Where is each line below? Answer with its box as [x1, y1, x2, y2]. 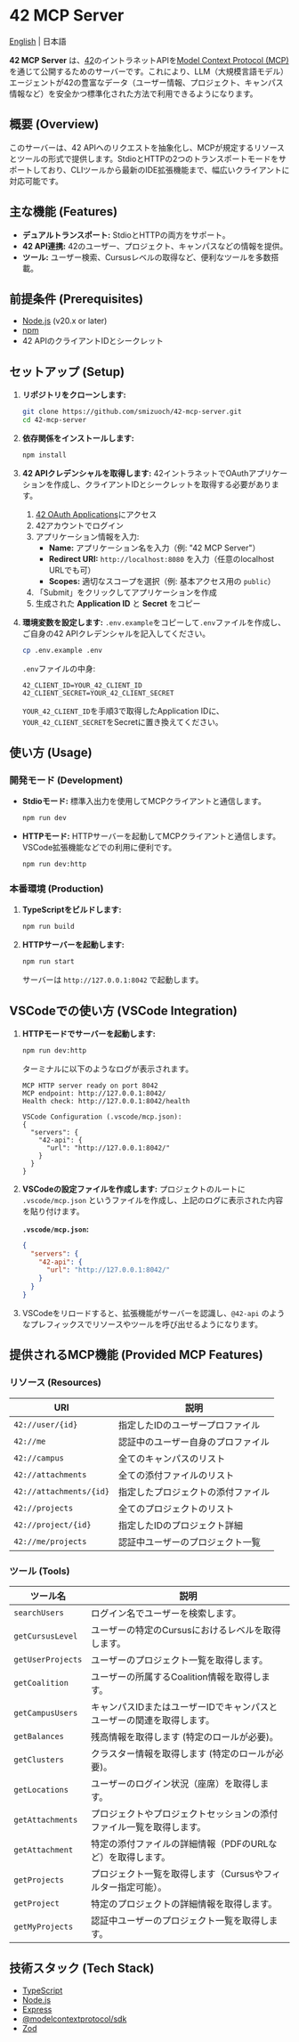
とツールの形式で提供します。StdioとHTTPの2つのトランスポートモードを [9, 153, 279, 164]
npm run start [21, 957, 75, 966]
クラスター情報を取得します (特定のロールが [90, 1747, 275, 1760]
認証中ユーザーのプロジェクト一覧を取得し [90, 1914, 270, 1926]
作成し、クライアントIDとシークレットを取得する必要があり [53, 478, 272, 490]
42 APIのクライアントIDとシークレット [21, 336, 164, 346]
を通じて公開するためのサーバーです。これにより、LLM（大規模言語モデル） [9, 66, 289, 77]
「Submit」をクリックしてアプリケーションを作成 [35, 587, 217, 598]
